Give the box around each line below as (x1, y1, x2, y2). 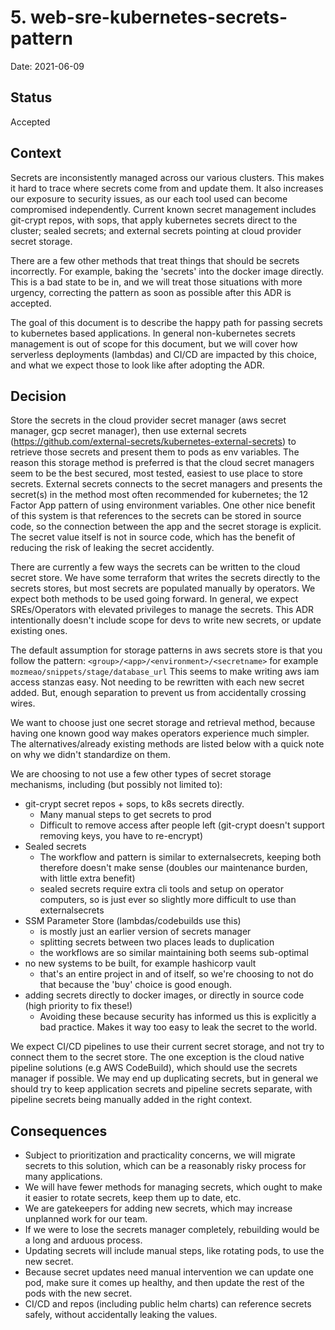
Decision (10, 387, 67, 405)
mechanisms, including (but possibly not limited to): (10, 779, 223, 791)
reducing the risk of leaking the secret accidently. (10, 542, 215, 554)
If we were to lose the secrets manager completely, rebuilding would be (24, 1224, 320, 1236)
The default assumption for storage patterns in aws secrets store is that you (10, 644, 323, 656)
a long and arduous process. (24, 1234, 143, 1246)
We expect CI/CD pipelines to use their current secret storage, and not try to (10, 1041, 325, 1053)
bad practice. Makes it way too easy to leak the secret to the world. (39, 1021, 318, 1033)
